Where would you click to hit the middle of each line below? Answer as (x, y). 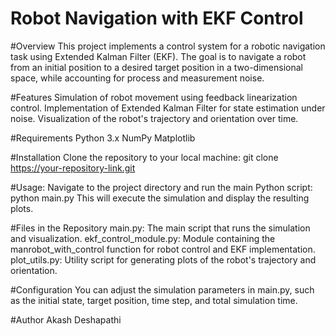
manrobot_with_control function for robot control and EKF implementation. (163, 249)
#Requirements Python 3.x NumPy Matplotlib (103, 138)
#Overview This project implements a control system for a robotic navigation (168, 46)
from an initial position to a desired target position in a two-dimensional (156, 67)
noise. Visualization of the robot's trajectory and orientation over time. (154, 118)
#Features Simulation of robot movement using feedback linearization (154, 97)
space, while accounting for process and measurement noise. (137, 78)
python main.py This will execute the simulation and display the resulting (160, 198)
